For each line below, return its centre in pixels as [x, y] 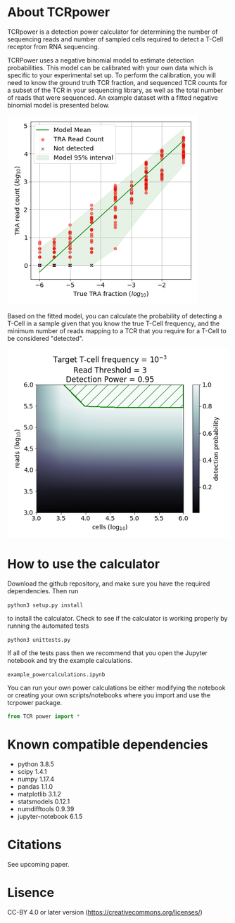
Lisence [31, 892]
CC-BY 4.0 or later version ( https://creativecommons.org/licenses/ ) [105, 912]
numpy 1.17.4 [36, 779]
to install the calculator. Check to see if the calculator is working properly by [118, 618]
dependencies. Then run [43, 590]
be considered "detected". [45, 338]
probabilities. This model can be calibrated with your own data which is [110, 67]
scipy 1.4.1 [32, 771]
